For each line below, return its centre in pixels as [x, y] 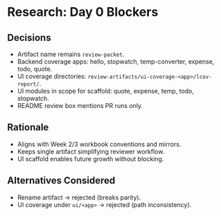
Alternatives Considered [61, 181]
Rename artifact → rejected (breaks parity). [79, 197]
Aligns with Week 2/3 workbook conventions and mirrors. [99, 144]
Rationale [28, 128]
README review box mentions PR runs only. [80, 106]
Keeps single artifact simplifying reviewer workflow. [91, 151]
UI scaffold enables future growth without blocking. [90, 159]
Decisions [29, 38]
